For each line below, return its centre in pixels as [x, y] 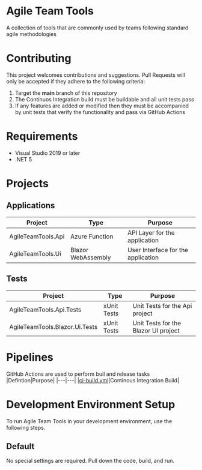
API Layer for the [151, 232]
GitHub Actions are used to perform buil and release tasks [78, 374]
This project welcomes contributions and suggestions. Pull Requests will [96, 75]
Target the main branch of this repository [66, 93]
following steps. [26, 427]
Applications [31, 206]
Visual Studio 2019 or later [47, 153]
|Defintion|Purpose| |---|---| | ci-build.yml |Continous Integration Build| [93, 380]
